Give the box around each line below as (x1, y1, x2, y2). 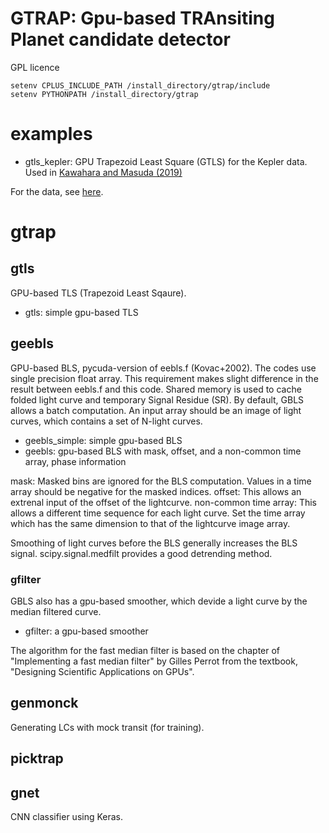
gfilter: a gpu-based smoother (24, 625, 149, 637)
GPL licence (10, 61, 60, 73)
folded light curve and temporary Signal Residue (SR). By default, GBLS (10, 393, 305, 406)
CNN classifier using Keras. (10, 811, 124, 822)
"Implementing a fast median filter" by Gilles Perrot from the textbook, (10, 655, 298, 667)
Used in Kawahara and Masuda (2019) (24, 166, 183, 178)
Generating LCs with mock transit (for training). (10, 721, 205, 733)
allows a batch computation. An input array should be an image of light (10, 404, 302, 416)
